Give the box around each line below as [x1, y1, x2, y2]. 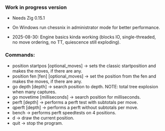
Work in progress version [5, 4, 67, 11]
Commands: [5, 52, 35, 58]
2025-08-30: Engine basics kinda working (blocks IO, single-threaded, [12, 34, 156, 40]
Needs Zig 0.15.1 [12, 15, 45, 21]
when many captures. [12, 89, 57, 95]
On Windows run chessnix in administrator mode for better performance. [12, 25, 160, 30]
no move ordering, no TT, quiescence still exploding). [12, 39, 121, 45]
